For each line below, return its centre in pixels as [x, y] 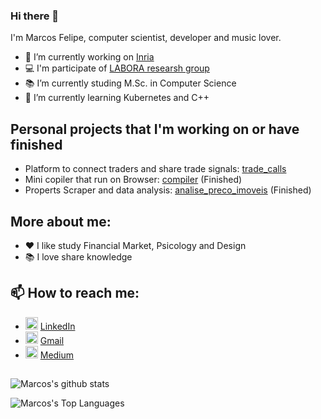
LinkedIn [57, 326]
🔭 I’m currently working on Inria [89, 57]
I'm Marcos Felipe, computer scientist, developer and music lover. [146, 38]
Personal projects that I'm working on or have [155, 129]
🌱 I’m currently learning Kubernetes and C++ [117, 98]
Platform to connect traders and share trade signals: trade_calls [155, 169]
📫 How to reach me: [75, 293]
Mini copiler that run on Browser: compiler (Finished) [133, 180]
